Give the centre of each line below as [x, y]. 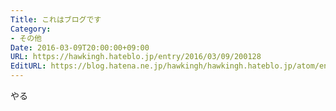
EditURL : [28, 66]
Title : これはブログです [56, 19]
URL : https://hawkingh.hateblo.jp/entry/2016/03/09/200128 [136, 57]
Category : [31, 29]
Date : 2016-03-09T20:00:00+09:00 [80, 47]
